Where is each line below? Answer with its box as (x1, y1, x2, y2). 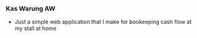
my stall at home (14, 25, 56, 32)
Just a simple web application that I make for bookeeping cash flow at (14, 18, 191, 26)
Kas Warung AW (6, 4, 56, 13)
